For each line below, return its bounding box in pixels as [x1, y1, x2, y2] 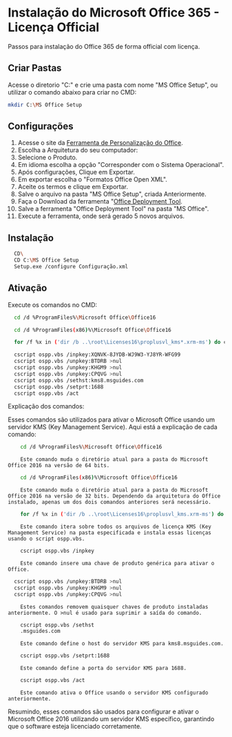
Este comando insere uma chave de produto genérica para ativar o [20, 560, 215, 567]
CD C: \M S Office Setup [14, 257, 79, 264]
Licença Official [8, 19, 100, 35]
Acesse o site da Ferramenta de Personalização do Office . [17, 139, 183, 147]
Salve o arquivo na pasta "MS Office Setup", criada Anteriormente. [17, 190, 207, 198]
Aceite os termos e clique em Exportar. [17, 183, 128, 191]
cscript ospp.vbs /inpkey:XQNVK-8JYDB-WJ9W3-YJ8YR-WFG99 [14, 351, 181, 358]
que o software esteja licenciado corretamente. [8, 723, 142, 731]
